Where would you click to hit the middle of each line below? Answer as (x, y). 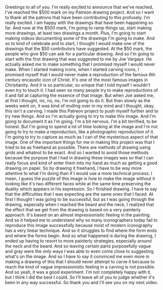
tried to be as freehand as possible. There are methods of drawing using (78, 147)
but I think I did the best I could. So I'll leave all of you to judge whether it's (80, 277)
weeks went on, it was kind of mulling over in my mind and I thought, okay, (80, 106)
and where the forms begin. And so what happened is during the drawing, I (81, 236)
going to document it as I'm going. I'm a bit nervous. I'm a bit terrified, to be (81, 121)
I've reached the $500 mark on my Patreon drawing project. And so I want (80, 12)
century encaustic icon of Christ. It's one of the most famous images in (76, 80)
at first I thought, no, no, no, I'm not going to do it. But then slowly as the (78, 100)
